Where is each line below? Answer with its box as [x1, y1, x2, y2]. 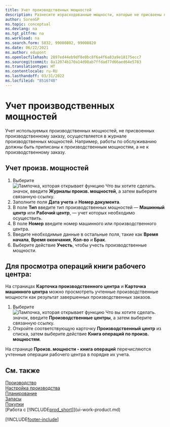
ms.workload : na [5, 36, 39, 41]
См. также [5, 366, 40, 375]
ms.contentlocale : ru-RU [5, 69, 58, 74]
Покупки [5, 401, 24, 407]
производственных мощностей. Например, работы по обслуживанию [5, 138, 157, 145]
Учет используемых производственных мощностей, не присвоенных [5, 127, 155, 133]
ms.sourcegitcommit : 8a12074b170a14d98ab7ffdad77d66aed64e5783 [5, 59, 142, 64]
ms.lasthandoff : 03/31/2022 [5, 74, 65, 79]
